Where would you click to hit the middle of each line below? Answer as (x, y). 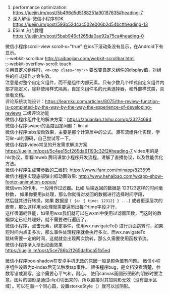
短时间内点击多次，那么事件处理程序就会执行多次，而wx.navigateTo (75, 232)
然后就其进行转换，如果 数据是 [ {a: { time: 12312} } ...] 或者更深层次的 (84, 201)
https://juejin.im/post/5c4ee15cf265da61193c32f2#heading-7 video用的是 (82, 151)
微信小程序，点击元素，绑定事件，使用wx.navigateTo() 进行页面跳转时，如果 (84, 226)
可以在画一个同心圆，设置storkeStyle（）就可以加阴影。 (74, 286)
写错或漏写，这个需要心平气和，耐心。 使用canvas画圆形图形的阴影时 (82, 273)
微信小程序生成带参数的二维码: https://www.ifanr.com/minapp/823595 (78, 170)
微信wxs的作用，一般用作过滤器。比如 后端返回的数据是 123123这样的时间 (82, 188)
